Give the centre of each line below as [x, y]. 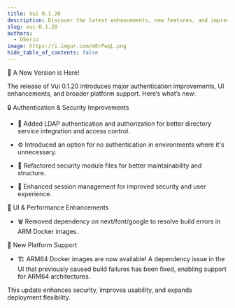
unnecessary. [37, 152]
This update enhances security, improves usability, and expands [100, 290]
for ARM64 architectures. [54, 276]
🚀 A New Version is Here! [43, 72]
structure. [31, 173]
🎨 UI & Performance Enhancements [58, 207]
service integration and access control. [74, 131]
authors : [20, 33]
